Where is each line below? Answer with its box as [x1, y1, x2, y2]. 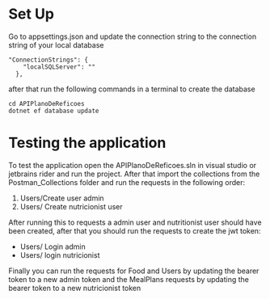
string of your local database [8, 40, 104, 49]
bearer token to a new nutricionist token [8, 283, 141, 293]
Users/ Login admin [19, 242, 86, 251]
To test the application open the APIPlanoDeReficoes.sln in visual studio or [8, 160, 257, 170]
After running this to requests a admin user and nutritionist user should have [8, 217, 262, 227]
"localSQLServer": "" [23, 62, 95, 71]
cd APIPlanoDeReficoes [8, 99, 85, 107]
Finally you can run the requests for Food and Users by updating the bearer [8, 266, 259, 276]
